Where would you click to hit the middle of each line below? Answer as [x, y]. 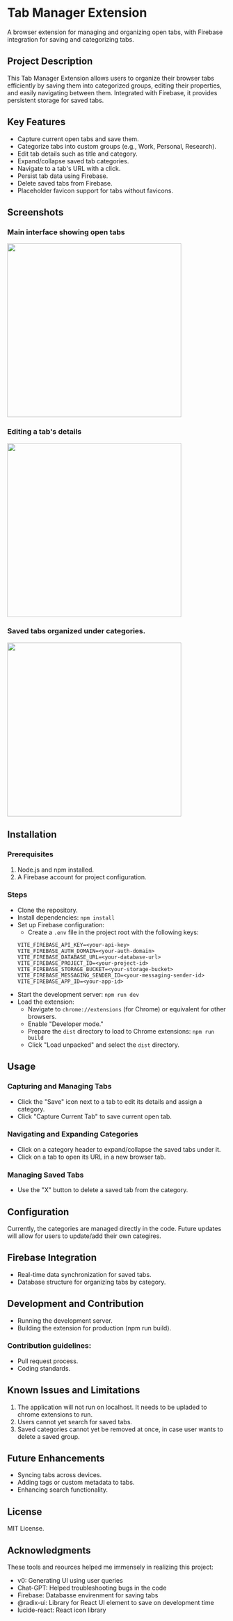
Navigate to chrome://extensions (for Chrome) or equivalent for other [127, 1009]
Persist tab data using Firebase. [63, 176]
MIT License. [26, 1529]
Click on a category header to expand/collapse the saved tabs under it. [119, 1149]
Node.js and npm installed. [56, 870]
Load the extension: [46, 1002]
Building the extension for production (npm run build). [94, 1328]
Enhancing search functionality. [63, 1490]
